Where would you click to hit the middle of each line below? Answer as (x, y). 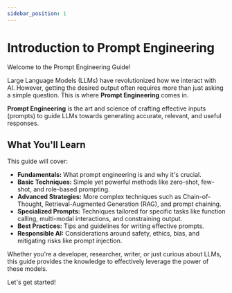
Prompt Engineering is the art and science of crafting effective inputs (107, 108)
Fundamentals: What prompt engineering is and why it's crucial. (109, 175)
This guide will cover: (37, 161)
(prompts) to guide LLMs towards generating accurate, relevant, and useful (114, 115)
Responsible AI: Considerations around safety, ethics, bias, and (108, 234)
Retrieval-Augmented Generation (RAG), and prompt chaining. (133, 204)
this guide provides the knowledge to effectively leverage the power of (108, 262)
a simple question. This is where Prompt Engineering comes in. (98, 95)
